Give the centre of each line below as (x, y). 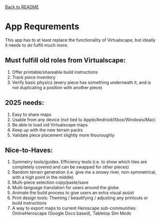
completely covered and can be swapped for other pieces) (70, 167)
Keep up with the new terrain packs (47, 130)
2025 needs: (25, 103)
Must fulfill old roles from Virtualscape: (66, 60)
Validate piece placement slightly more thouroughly (63, 135)
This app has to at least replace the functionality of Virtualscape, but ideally (80, 40)
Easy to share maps (32, 114)
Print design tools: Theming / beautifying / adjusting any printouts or (80, 198)
